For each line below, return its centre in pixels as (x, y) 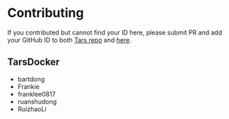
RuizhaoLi (32, 109)
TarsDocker (34, 62)
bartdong (31, 79)
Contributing (46, 13)
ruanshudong (37, 101)
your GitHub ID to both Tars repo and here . (70, 39)
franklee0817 (36, 94)
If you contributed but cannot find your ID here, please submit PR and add (115, 32)
